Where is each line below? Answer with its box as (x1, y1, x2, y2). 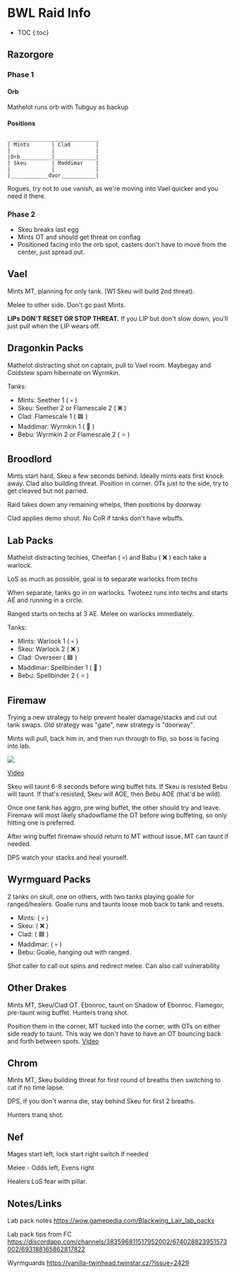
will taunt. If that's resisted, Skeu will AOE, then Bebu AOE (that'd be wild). (7, 790, 223, 798)
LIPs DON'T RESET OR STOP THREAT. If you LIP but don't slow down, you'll (7, 314, 228, 322)
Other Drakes (7, 982, 67, 994)
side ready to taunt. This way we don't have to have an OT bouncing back (7, 1029, 222, 1038)
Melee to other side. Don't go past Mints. (7, 300, 126, 309)
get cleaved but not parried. (7, 486, 89, 495)
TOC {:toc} (17, 28, 49, 37)
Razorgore (7, 49, 54, 61)
